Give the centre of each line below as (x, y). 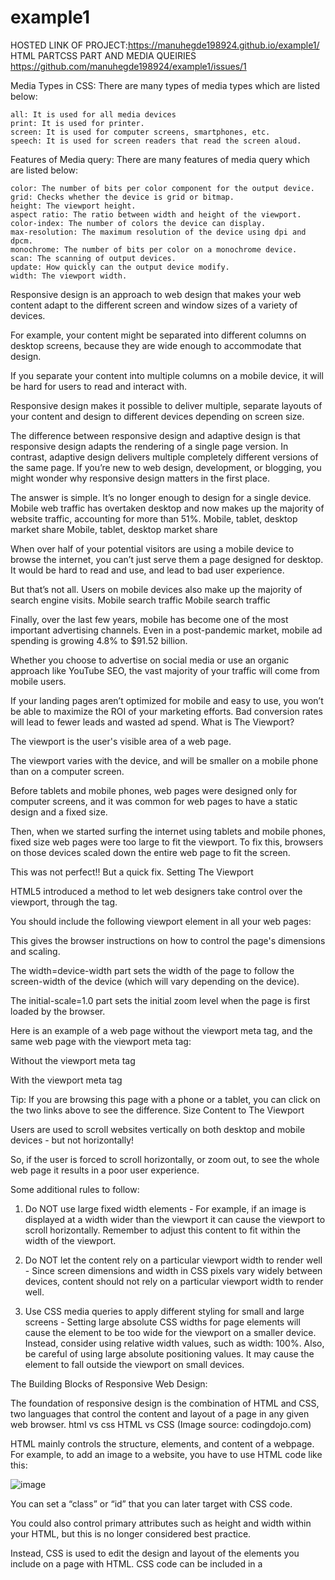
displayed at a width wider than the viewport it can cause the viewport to (175, 1219)
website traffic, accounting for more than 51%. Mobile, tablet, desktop (154, 518)
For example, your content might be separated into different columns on (158, 335)
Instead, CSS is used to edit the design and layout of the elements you (155, 1553)
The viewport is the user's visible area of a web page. (121, 741)
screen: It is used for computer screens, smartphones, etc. (140, 132)
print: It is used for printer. (77, 123)
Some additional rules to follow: (75, 1189)
